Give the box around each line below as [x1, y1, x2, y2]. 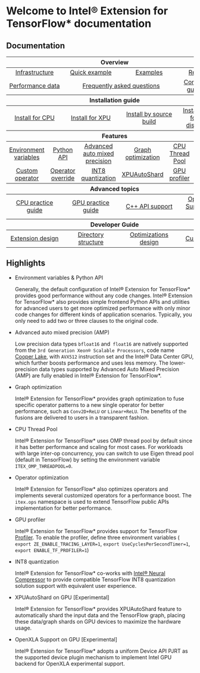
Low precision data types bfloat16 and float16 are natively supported [14, 340, 189, 347]
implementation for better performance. [14, 504, 112, 512]
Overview [100, 58, 129, 66]
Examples [135, 68, 163, 76]
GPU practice [72, 198, 110, 207]
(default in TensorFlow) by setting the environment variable [14, 456, 161, 463]
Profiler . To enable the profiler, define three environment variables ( [14, 534, 180, 541]
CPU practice [15, 198, 54, 207]
